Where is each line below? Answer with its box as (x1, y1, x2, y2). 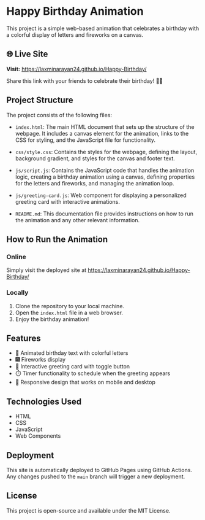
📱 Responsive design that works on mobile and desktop (15, 379, 156, 386)
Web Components (15, 432, 61, 440)
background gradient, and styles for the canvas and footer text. (15, 155, 176, 162)
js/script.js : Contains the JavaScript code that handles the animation (15, 166, 195, 174)
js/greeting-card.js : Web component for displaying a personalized (15, 192, 187, 199)
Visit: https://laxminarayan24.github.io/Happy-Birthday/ (6, 65, 147, 72)
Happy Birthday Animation (6, 4, 144, 18)
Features (6, 333, 41, 343)
